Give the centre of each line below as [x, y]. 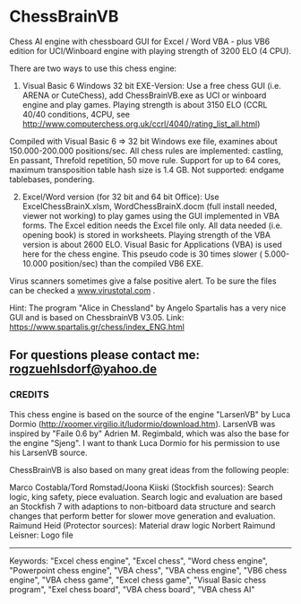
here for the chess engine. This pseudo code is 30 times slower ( [142, 254]
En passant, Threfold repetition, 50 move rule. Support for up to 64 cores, [145, 160]
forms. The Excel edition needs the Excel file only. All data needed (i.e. [152, 225]
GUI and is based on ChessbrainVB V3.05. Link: [97, 317]
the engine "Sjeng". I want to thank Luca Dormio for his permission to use [145, 442]
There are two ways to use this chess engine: [93, 68]
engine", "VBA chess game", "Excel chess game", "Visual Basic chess [138, 580]
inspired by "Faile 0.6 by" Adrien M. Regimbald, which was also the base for [149, 433]
